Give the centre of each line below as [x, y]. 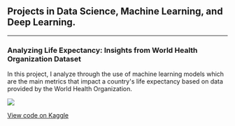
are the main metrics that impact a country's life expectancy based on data [115, 81]
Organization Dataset [44, 58]
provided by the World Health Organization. [70, 89]
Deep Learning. [42, 23]
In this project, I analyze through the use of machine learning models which [116, 74]
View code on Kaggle [38, 116]
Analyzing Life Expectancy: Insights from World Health [102, 50]
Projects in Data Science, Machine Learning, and [115, 11]
